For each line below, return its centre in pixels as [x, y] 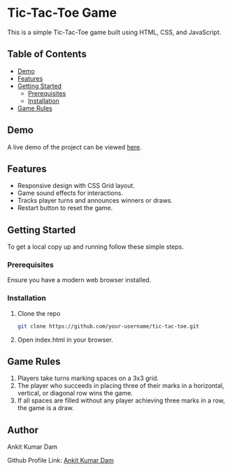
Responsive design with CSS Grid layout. [76, 186]
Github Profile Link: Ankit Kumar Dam [60, 461]
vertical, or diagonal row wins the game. [75, 393]
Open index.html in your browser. [65, 340]
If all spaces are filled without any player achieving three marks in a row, [121, 400]
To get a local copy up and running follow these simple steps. [95, 247]
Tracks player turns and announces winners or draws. [95, 201]
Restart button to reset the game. [65, 208]
